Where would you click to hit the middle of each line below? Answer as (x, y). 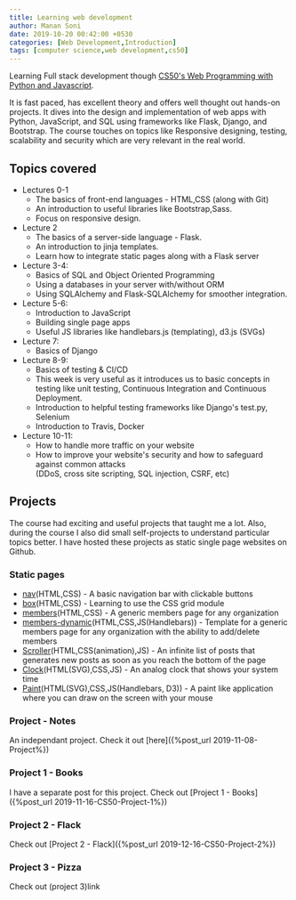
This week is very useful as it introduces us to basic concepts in (152, 378)
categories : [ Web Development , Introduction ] (93, 42)
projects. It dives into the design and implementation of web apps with (138, 112)
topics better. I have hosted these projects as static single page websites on (148, 542)
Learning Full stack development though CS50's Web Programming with (141, 76)
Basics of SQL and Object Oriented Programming (125, 275)
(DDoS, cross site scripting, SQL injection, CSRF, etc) (132, 474)
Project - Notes (43, 720)
